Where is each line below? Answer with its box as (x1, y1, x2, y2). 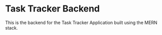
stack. (5, 24, 18, 30)
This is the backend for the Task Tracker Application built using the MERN (5, 19, 157, 25)
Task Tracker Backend (5, 3, 100, 14)
